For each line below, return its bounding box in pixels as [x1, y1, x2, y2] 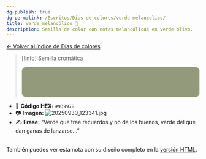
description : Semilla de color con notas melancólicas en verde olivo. [6, 26, 193, 32]
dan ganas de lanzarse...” [15, 127, 80, 135]
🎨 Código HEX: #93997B [15, 102, 75, 110]
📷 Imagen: [15, 109, 44, 117]
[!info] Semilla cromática [21, 54, 83, 62]
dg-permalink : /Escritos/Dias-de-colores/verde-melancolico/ [6, 15, 166, 21]
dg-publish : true [6, 9, 51, 15]
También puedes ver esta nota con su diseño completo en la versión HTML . [6, 146, 197, 153]
